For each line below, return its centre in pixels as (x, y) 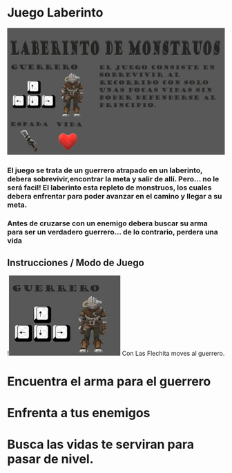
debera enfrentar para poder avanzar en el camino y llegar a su (115, 196)
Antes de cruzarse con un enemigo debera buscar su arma (108, 223)
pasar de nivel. (51, 459)
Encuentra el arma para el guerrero (109, 381)
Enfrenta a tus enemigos (79, 413)
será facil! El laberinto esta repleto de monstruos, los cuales (109, 188)
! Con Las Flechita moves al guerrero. (116, 354)
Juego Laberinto (55, 13)
